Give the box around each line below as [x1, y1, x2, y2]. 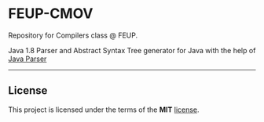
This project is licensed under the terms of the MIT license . [8, 105, 200, 114]
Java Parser [8, 54, 47, 63]
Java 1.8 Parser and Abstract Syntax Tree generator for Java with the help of [8, 45, 256, 55]
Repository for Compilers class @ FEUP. [8, 30, 138, 40]
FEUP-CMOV [8, 5, 93, 23]
